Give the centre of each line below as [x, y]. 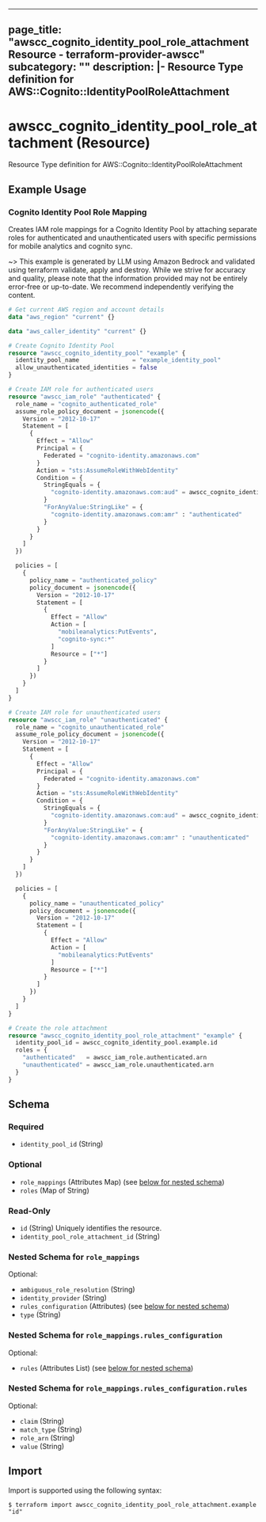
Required [26, 1127]
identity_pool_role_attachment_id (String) [90, 1236]
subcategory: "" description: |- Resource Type [126, 67]
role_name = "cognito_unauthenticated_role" [90, 727]
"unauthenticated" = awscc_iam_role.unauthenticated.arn [118, 1065]
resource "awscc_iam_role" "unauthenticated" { [88, 720]
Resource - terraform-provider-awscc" [107, 55]
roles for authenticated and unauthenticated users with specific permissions [133, 238]
